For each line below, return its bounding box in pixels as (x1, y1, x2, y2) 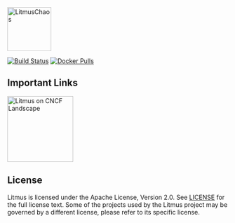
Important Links (7, 77, 79, 89)
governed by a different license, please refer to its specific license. (7, 208, 200, 216)
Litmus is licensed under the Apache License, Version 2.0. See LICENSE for (7, 193, 225, 201)
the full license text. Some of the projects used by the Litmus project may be (7, 200, 228, 209)
